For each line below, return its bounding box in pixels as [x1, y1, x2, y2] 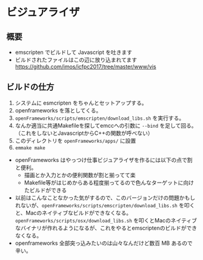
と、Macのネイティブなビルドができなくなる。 [15, 209, 132, 216]
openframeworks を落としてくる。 [15, 106, 102, 114]
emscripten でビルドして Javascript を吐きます [15, 49, 132, 56]
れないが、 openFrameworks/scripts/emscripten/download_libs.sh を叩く [15, 201, 195, 209]
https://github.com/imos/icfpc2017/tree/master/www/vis [15, 63, 156, 70]
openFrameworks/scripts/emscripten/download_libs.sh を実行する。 [15, 114, 185, 122]
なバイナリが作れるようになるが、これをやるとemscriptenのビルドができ [15, 224, 198, 232]
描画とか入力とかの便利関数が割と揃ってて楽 [24, 171, 136, 178]
